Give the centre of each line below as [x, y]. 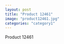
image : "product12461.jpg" [32, 19]
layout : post [18, 10]
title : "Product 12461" [29, 14]
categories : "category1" [30, 23]
